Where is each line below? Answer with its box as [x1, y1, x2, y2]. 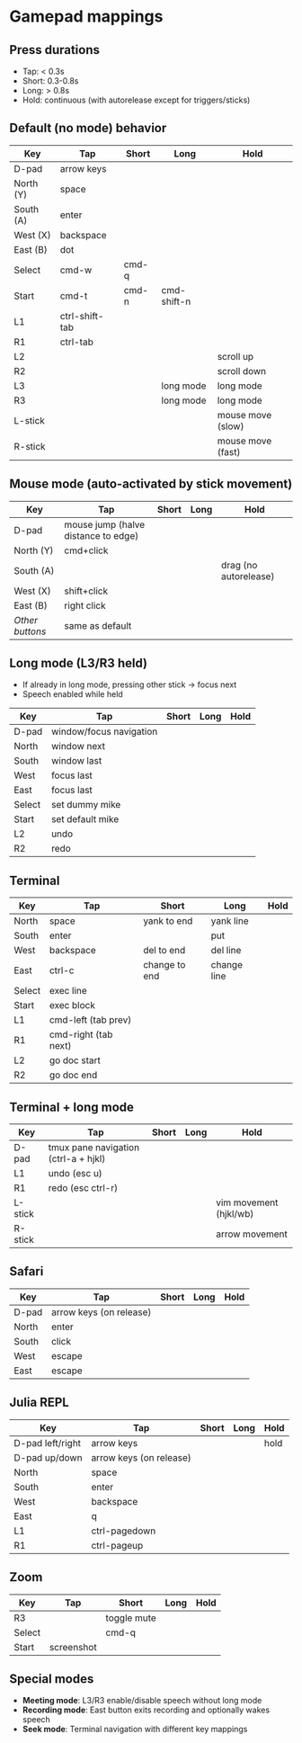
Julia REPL [9, 1395, 69, 1410]
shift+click [64, 585, 109, 597]
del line [210, 944, 242, 957]
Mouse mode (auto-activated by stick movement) [9, 477, 293, 492]
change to [143, 959, 186, 971]
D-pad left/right [13, 1436, 82, 1449]
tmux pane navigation [48, 1141, 140, 1154]
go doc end [49, 1068, 98, 1081]
